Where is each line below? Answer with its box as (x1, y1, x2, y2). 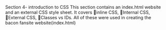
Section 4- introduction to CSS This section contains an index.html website (5, 4, 161, 10)
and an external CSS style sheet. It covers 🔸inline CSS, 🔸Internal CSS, (5, 9, 150, 15)
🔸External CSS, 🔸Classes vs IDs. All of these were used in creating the (5, 15, 151, 20)
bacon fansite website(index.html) (5, 20, 76, 26)
